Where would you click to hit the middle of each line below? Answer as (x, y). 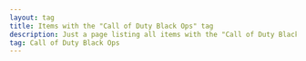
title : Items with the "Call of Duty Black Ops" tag (112, 26)
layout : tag (32, 17)
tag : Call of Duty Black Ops (65, 43)
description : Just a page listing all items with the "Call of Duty (142, 34)
